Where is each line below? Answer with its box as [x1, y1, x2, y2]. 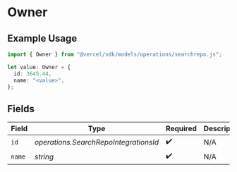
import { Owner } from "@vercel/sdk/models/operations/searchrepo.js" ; [7, 51, 222, 58]
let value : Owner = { [7, 63, 71, 70]
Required [165, 124, 197, 134]
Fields [7, 103, 35, 115]
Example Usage [7, 32, 78, 44]
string [34, 152, 54, 161]
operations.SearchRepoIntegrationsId [34, 137, 159, 147]
